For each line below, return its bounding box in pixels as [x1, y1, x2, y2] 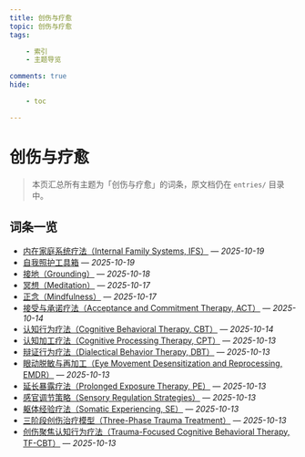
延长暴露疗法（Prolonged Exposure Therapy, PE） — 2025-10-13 [22, 380, 267, 391]
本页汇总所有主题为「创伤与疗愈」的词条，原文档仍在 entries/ [31, 179, 267, 190]
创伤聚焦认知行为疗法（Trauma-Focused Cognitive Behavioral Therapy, [22, 426, 290, 437]
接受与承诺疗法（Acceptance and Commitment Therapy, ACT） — [22, 302, 271, 313]
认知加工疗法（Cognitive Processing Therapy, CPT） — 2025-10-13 [22, 335, 277, 346]
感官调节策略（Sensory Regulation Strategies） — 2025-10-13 [22, 391, 257, 402]
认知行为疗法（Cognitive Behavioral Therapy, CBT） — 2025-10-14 [22, 323, 274, 334]
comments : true [9, 72, 67, 81]
